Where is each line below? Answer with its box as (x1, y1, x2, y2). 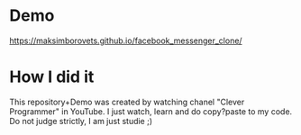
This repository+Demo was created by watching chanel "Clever (9, 96, 245, 107)
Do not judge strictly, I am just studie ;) (9, 115, 153, 126)
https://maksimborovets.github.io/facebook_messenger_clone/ (9, 35, 242, 46)
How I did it (9, 67, 95, 87)
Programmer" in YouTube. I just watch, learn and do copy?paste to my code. (9, 105, 293, 117)
